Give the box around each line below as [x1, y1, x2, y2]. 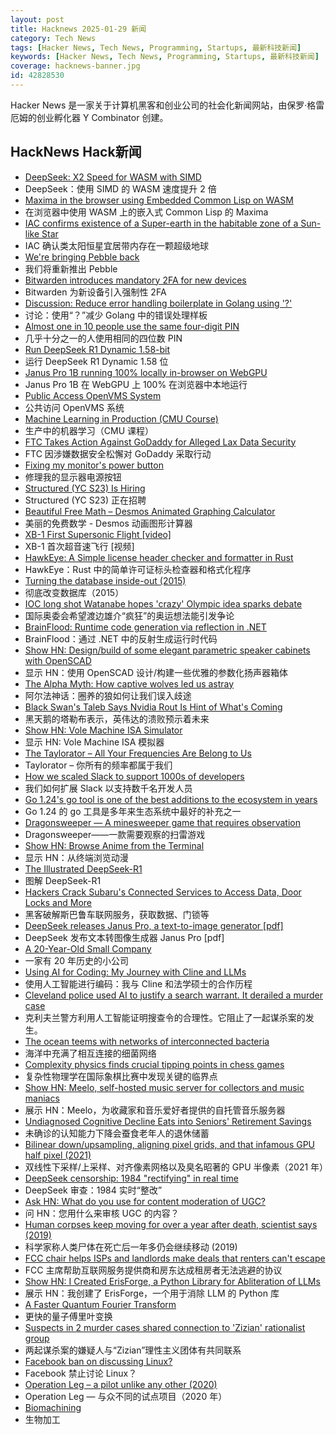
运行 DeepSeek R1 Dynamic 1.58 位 [24, 355, 169, 367]
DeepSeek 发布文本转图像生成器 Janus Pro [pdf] [24, 931, 225, 943]
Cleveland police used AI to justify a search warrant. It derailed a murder [24, 989, 323, 1001]
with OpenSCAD [24, 654, 92, 666]
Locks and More [24, 896, 92, 908]
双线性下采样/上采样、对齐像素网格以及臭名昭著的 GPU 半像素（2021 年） [24, 1161, 329, 1173]
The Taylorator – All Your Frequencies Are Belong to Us [24, 747, 252, 759]
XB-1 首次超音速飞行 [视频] [24, 540, 135, 552]
